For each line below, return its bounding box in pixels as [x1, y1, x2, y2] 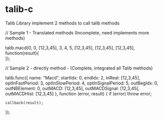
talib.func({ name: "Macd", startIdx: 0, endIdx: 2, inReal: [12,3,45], [5, 74, 140, 80]
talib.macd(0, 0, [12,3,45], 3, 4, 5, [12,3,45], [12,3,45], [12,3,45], [5, 44, 135, 50]
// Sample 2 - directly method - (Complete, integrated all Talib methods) [5, 65, 153, 71]
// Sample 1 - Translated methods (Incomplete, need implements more [5, 29, 149, 35]
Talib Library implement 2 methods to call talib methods [5, 20, 120, 26]
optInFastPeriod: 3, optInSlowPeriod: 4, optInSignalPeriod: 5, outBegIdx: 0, [5, 80, 158, 86]
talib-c [5, 3, 33, 15]
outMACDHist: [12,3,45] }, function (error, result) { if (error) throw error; [5, 90, 152, 96]
